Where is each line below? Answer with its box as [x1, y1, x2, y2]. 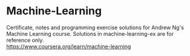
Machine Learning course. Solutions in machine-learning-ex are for [6, 30, 174, 37]
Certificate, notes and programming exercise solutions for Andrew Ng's [6, 24, 185, 31]
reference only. [6, 36, 44, 43]
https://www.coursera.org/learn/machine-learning [6, 43, 131, 50]
